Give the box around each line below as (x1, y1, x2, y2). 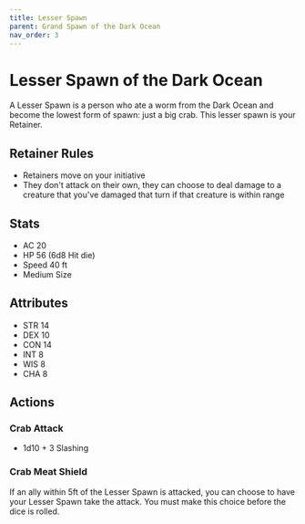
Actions (9, 394, 55, 411)
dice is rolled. (9, 506, 60, 517)
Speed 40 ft (22, 259, 68, 270)
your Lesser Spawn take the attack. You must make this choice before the (9, 496, 287, 507)
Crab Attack (9, 422, 64, 435)
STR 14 (22, 320, 50, 330)
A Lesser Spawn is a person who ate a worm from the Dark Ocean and (9, 100, 274, 110)
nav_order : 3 (9, 30, 59, 39)
